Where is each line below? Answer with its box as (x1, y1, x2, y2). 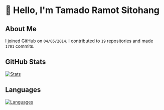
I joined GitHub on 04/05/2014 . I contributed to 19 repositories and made (5, 38, 153, 44)
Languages (5, 85, 41, 94)
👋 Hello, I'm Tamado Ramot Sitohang (5, 5, 159, 16)
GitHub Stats (5, 58, 46, 66)
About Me (5, 25, 37, 33)
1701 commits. (5, 43, 35, 49)
